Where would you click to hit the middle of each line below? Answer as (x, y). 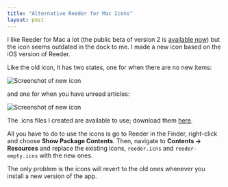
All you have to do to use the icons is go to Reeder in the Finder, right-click (112, 134)
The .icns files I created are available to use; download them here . (100, 120)
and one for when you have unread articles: (68, 94)
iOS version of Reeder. (39, 54)
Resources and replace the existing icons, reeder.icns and (90, 148)
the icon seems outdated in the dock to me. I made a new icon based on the (114, 47)
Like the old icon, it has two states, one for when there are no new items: (110, 67)
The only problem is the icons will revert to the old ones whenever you (106, 169)
